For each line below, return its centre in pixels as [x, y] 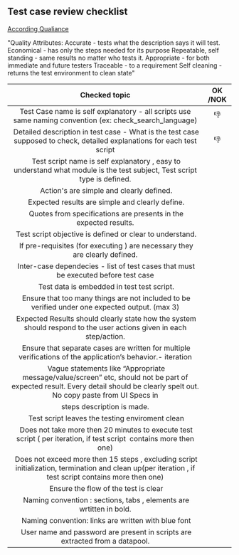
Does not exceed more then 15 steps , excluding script [106, 459]
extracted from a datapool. [105, 541]
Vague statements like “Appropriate [106, 368]
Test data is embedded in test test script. [106, 286]
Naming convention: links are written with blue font [106, 520]
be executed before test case [105, 275]
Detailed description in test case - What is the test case [106, 132]
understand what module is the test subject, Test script [105, 170]
